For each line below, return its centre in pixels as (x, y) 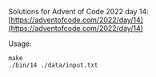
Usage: (20, 44)
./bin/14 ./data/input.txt (53, 65)
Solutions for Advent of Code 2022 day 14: (79, 12)
